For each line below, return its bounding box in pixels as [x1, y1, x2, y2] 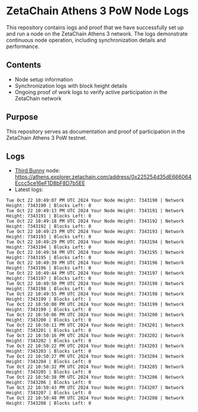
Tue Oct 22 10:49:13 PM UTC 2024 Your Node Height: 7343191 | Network [6, 208, 184, 214]
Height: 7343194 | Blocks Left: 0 [6, 244, 92, 250]
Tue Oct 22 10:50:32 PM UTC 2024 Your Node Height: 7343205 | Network [6, 364, 184, 370]
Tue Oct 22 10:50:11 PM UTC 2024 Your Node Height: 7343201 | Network [6, 322, 184, 328]
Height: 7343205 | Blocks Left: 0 [6, 369, 92, 375]
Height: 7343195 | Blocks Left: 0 [6, 254, 92, 261]
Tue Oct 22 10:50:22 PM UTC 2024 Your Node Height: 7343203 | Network [6, 343, 184, 349]
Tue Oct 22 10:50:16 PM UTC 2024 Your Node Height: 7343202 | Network [6, 333, 184, 339]
